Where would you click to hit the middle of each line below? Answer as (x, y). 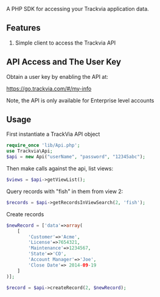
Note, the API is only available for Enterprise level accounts (80, 100)
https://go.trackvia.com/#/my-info (49, 89)
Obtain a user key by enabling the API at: (57, 76)
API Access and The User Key (64, 62)
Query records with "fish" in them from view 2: (65, 191)
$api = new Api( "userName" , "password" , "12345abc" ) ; (76, 157)
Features (23, 28)
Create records (25, 214)
